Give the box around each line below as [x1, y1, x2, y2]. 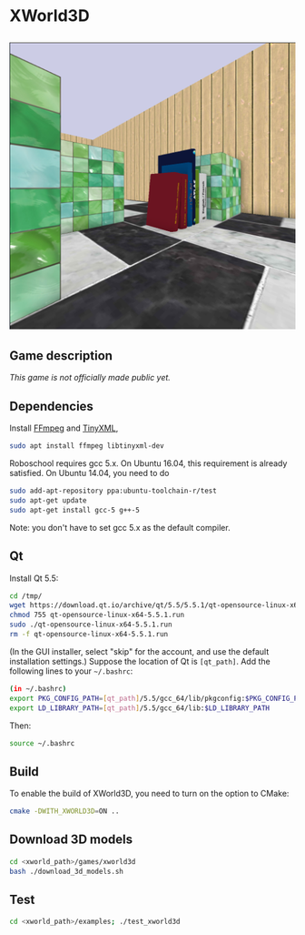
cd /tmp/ [9, 591, 43, 601]
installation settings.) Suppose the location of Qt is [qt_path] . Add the [9, 656, 271, 666]
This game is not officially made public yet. [9, 372, 171, 383]
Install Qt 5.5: [9, 573, 59, 584]
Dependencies [9, 398, 93, 414]
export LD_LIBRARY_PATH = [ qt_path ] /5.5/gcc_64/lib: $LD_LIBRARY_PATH [9, 703, 271, 713]
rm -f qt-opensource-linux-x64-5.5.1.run [9, 630, 169, 639]
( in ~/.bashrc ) [9, 684, 67, 693]
